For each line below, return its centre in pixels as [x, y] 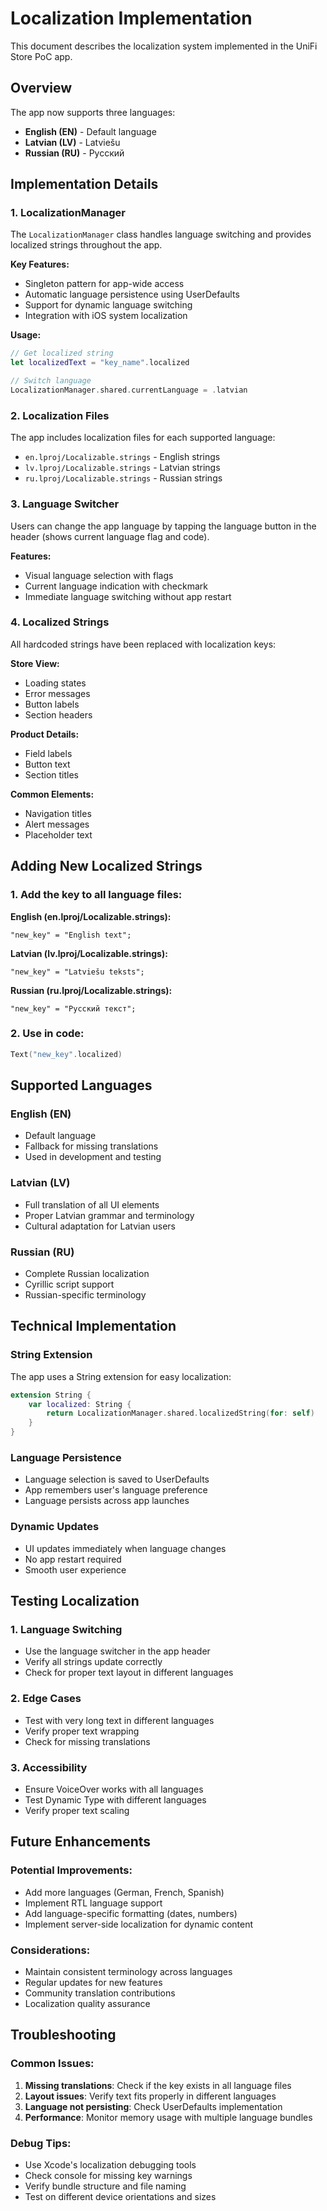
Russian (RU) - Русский [74, 153]
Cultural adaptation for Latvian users [100, 1226]
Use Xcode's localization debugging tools [110, 2164]
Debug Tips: [41, 2143]
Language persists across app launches [107, 1501]
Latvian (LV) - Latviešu [72, 142]
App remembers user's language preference [116, 1490]
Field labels [48, 753]
